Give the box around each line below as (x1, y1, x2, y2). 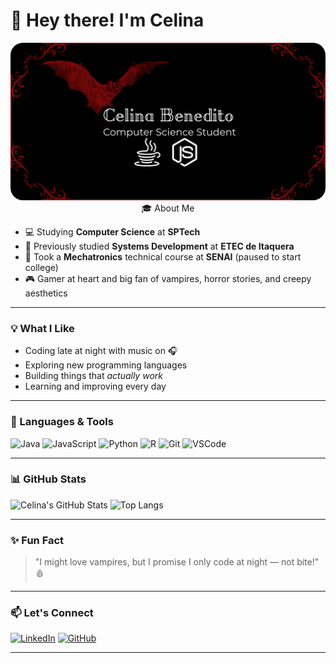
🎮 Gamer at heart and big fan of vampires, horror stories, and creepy (24, 272, 312, 284)
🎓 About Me (141, 202, 195, 214)
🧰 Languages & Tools (10, 415, 114, 429)
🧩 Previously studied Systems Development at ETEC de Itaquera (24, 240, 295, 252)
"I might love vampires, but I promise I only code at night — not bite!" (34, 556, 320, 568)
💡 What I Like (10, 321, 75, 335)
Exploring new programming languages (24, 359, 188, 371)
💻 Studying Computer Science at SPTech (24, 225, 201, 238)
